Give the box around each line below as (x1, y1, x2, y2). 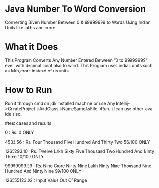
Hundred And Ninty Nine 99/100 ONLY (5, 168, 82, 174)
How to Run (5, 85, 52, 96)
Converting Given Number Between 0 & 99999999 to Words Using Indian (5, 19, 151, 25)
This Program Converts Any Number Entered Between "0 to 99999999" (5, 57, 148, 63)
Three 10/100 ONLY (5, 153, 44, 159)
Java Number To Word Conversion (5, 3, 146, 14)
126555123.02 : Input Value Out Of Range (5, 177, 87, 183)
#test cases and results (5, 120, 52, 126)
